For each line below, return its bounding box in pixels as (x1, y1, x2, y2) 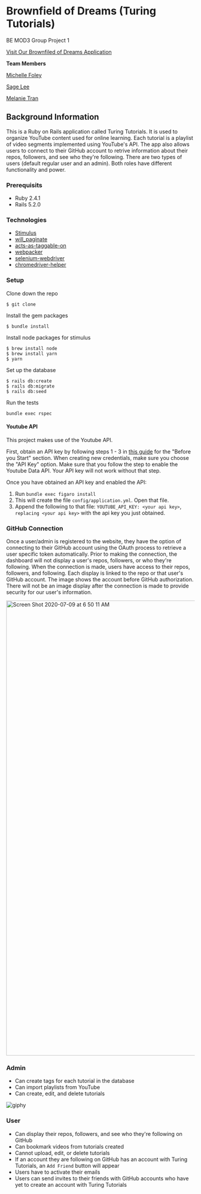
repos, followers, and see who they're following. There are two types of (6, 153, 182, 160)
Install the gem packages (6, 312, 68, 319)
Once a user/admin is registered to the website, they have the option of (6, 538, 181, 545)
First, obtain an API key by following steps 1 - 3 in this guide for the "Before (6, 447, 191, 455)
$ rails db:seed (6, 388, 47, 394)
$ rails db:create (6, 378, 52, 384)
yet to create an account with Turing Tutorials (14, 1181, 127, 1188)
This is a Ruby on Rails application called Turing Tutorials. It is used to (6, 127, 178, 135)
